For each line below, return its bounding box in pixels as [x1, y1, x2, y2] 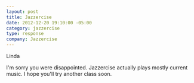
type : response [6, 31, 44, 37]
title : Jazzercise [6, 14, 52, 20]
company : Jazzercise [6, 36, 58, 42]
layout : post [6, 8, 39, 15]
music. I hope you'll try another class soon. [6, 71, 112, 77]
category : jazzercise [6, 25, 60, 31]
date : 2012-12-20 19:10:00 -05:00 [6, 20, 93, 25]
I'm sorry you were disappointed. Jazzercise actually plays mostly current [6, 64, 188, 71]
